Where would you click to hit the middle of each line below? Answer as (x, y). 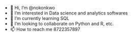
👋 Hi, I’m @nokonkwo (32, 8)
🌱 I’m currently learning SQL (40, 18)
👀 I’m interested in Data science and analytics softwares (69, 13)
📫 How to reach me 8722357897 (45, 29)
